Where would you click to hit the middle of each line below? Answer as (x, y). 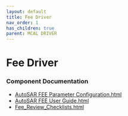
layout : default (26, 12)
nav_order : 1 (22, 22)
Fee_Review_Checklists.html (49, 107)
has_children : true (30, 28)
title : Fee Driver (29, 17)
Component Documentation (47, 82)
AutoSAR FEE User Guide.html (52, 101)
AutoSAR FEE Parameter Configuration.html (68, 94)
